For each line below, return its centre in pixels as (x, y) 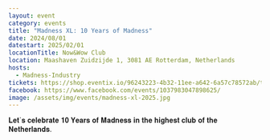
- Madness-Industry (48, 75)
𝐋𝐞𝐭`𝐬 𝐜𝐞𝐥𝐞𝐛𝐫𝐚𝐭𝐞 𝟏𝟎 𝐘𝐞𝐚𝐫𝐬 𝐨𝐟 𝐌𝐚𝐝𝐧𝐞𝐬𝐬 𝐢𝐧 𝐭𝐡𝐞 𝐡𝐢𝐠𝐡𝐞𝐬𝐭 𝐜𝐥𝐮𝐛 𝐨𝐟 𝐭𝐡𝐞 (113, 120)
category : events (37, 23)
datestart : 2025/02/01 (46, 46)
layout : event (32, 16)
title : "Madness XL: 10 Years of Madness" (80, 30)
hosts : (19, 68)
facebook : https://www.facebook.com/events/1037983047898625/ (115, 90)
